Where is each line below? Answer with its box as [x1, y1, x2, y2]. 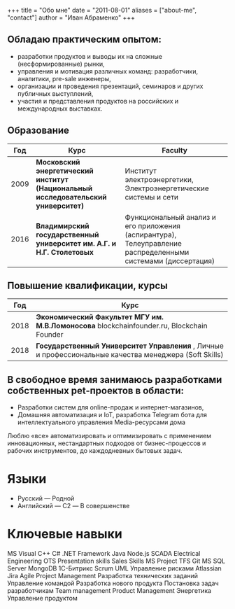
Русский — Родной [17, 494, 75, 503]
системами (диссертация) [124, 255, 215, 265]
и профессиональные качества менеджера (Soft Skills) [36, 350, 224, 360]
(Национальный [36, 183, 93, 193]
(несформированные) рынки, [17, 59, 105, 68]
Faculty [162, 145, 187, 155]
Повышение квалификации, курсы [7, 280, 168, 292]
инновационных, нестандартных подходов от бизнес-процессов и [7, 439, 206, 447]
